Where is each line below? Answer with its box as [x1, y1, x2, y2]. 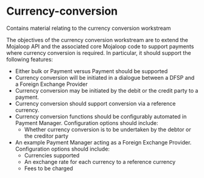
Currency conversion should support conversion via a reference [15, 99, 176, 107]
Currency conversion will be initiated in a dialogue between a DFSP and [15, 74, 195, 81]
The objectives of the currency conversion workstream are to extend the [6, 36, 189, 43]
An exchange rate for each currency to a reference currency [24, 158, 176, 165]
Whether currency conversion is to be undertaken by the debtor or [24, 126, 191, 133]
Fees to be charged [24, 165, 73, 172]
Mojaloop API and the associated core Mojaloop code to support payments [6, 43, 194, 50]
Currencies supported [24, 151, 80, 159]
